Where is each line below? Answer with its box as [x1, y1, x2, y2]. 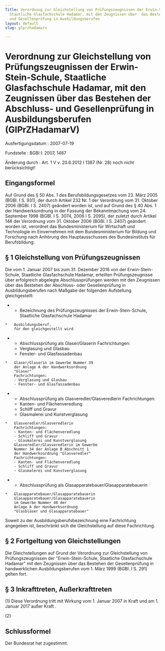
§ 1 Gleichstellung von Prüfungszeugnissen [5, 253, 140, 262]
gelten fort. [5, 571, 28, 577]
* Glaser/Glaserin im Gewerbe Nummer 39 [5, 360, 93, 365]
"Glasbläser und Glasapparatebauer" [14, 509, 89, 514]
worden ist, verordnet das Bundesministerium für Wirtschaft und [5, 223, 135, 229]
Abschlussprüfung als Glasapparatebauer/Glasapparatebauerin [19, 482, 148, 488]
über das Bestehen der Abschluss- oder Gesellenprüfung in [5, 282, 126, 288]
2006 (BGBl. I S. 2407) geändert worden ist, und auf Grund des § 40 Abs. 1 [5, 202, 157, 208]
